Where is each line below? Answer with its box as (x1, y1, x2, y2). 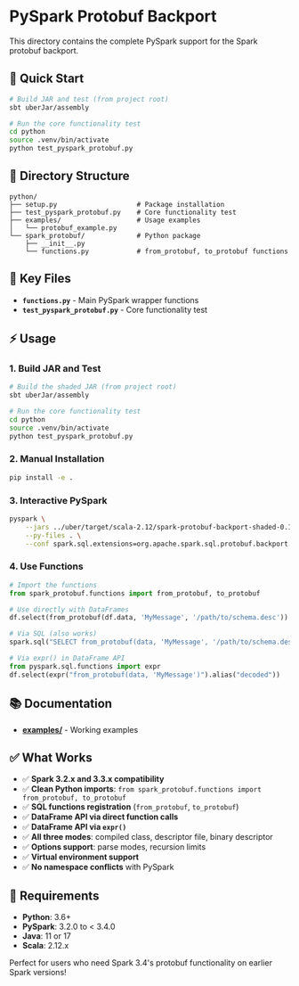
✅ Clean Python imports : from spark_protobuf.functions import (21, 784, 263, 794)
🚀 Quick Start (9, 71, 85, 86)
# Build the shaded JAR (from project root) (9, 382, 177, 391)
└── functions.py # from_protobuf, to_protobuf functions (25, 247, 289, 256)
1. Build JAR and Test (9, 362, 101, 374)
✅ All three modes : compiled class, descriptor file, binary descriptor (21, 832, 273, 842)
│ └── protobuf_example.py (9, 223, 117, 233)
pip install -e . (9, 472, 74, 482)
